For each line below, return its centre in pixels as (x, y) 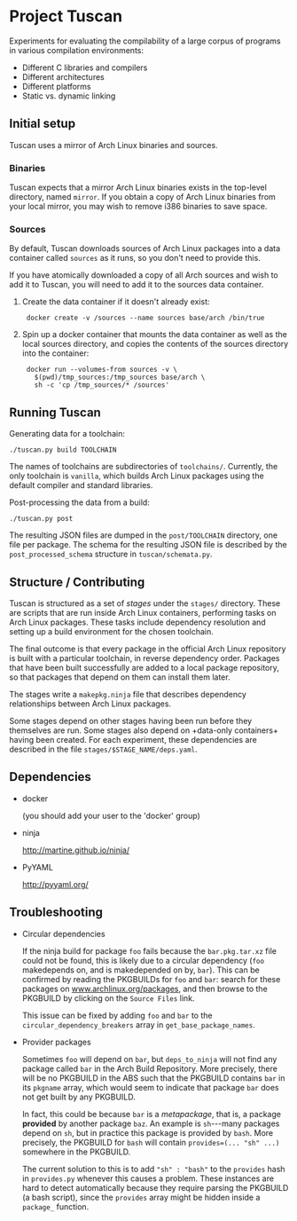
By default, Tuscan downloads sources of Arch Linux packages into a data (145, 248)
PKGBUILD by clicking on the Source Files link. (108, 998)
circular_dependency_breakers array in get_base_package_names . (138, 1024)
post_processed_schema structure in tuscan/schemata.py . (111, 554)
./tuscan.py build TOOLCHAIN (63, 450)
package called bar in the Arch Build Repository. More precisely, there (149, 1068)
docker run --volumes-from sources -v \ (102, 370)
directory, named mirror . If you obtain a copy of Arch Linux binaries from (143, 197)
